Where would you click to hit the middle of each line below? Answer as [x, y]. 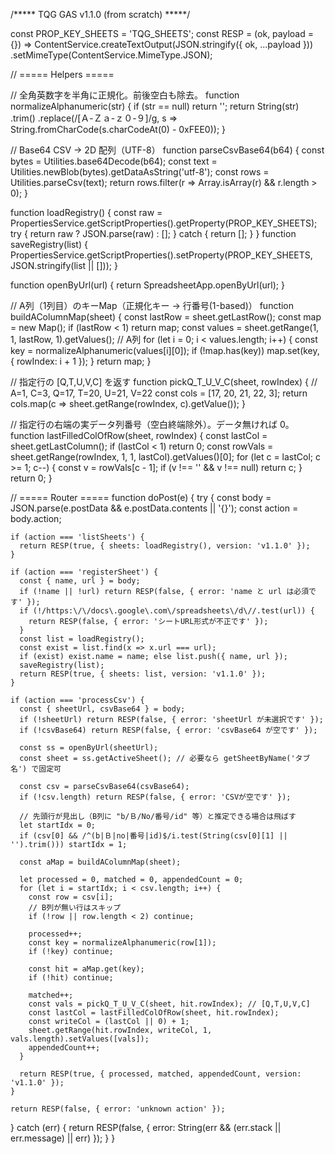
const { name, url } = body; [80, 581]
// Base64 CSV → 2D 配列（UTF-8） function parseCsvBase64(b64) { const [167, 150]
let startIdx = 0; [58, 825]
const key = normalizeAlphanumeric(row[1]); [122, 943]
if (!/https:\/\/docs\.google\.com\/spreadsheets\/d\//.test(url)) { [167, 611]
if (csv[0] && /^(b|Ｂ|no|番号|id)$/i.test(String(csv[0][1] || [153, 836]
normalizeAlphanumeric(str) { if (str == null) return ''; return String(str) [155, 106]
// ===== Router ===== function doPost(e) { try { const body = [141, 497]
